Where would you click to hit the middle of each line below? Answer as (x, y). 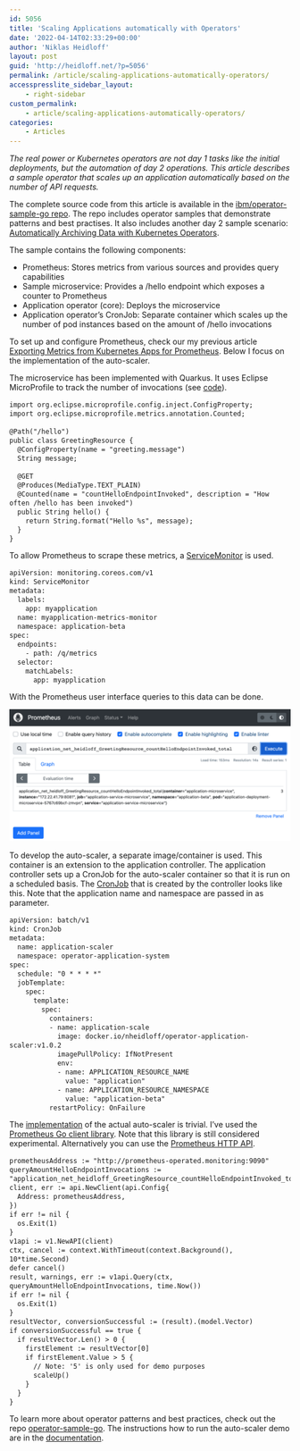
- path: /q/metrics (62, 654)
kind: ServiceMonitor (50, 582)
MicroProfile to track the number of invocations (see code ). (118, 388)
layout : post (33, 57)
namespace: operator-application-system (93, 956)
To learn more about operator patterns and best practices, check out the (142, 1419)
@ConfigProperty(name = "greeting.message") (101, 450)
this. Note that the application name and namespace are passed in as (137, 893)
